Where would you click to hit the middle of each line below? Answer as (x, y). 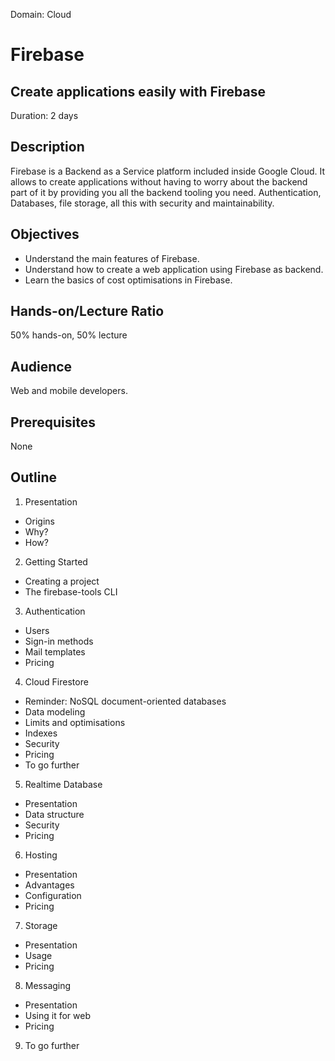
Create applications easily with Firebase (138, 91)
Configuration (53, 895)
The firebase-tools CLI (71, 591)
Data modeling (55, 711)
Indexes (41, 733)
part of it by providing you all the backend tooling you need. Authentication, (166, 192)
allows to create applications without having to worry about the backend (159, 181)
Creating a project (62, 581)
